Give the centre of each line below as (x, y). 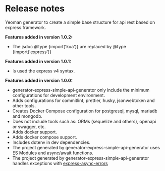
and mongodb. (27, 116)
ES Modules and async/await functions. (53, 153)
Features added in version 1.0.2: (39, 37)
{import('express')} (32, 52)
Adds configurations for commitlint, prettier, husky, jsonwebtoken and (83, 100)
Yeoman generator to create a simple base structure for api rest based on (80, 22)
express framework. (26, 27)
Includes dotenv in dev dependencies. (51, 142)
